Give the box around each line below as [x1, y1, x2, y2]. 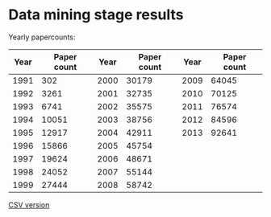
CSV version [8, 199, 50, 210]
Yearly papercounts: [8, 32, 76, 42]
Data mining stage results [8, 6, 184, 24]
